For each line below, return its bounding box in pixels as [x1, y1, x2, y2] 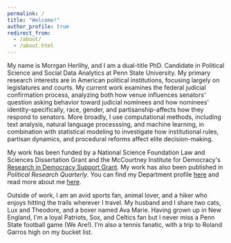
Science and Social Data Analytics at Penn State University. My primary [7, 69, 211, 77]
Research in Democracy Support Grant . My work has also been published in [7, 163, 223, 171]
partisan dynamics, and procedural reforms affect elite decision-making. [7, 135, 214, 143]
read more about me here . [7, 178, 82, 186]
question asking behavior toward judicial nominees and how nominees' [7, 98, 210, 106]
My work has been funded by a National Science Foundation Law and [7, 148, 205, 156]
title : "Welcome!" [7, 17, 60, 24]
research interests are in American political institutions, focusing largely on [7, 76, 220, 84]
